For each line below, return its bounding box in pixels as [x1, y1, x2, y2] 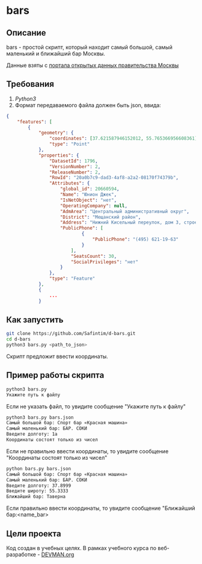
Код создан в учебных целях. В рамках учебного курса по [6, 545, 157, 551]
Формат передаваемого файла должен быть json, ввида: [14, 101, 161, 108]
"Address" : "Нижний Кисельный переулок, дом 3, [60, 219, 182, 226]
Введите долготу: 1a [6, 431, 58, 437]
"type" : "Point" [49, 141, 90, 148]
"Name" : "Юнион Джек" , [60, 192, 117, 198]
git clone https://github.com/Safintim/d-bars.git [6, 331, 136, 337]
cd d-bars [6, 336, 31, 342]
